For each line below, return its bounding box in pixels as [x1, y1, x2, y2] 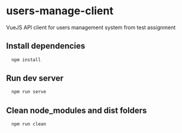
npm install [11, 56, 41, 63]
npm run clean [11, 121, 46, 127]
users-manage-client [6, 4, 114, 18]
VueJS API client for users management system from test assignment [6, 24, 176, 31]
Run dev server [6, 73, 64, 84]
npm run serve [11, 89, 46, 95]
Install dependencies [6, 41, 85, 51]
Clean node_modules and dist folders [6, 105, 147, 115]
